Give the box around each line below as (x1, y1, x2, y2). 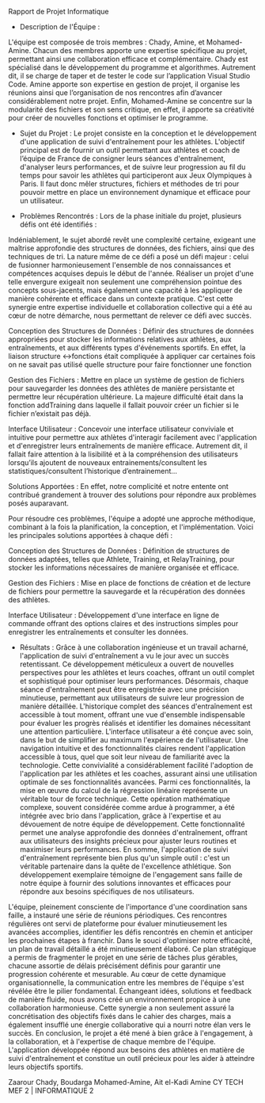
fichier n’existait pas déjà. (8, 409, 91, 418)
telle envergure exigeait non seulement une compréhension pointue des (8, 277, 243, 286)
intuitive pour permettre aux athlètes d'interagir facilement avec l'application (8, 433, 257, 442)
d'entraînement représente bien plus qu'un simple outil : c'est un (19, 853, 230, 862)
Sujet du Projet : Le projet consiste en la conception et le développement (19, 128, 257, 138)
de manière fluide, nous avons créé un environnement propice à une (8, 994, 231, 1004)
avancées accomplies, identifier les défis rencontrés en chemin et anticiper (8, 927, 253, 937)
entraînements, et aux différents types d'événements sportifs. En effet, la (8, 343, 246, 352)
